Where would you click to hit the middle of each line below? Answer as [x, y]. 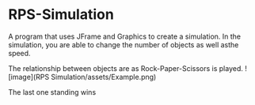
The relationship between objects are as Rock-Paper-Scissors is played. [126, 68]
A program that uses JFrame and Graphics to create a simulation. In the [125, 36]
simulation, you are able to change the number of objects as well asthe [124, 44]
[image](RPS [29, 77]
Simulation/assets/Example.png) [104, 77]
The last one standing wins [52, 92]
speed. [19, 53]
